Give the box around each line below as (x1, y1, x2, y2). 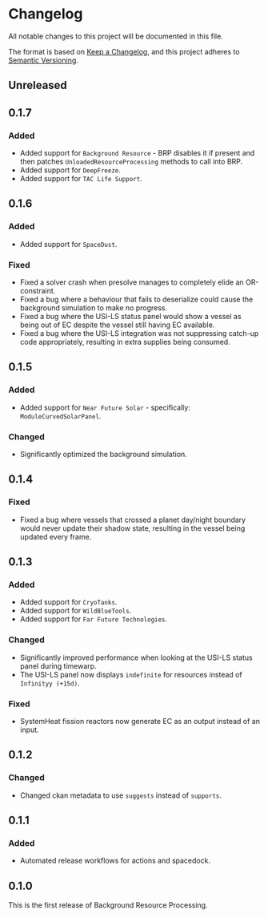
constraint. (19, 286, 56, 295)
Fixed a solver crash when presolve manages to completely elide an (19, 277, 244, 287)
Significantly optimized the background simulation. (19, 449, 188, 459)
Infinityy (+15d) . (19, 678, 80, 688)
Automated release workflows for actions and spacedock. (19, 855, 210, 866)
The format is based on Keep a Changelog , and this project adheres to (8, 47, 240, 56)
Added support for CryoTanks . (19, 597, 118, 607)
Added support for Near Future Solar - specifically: (19, 402, 190, 412)
